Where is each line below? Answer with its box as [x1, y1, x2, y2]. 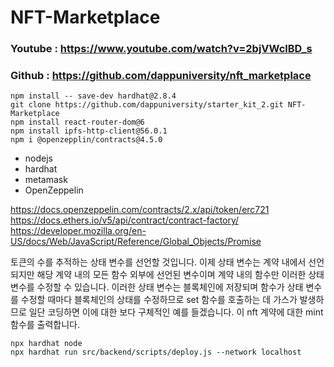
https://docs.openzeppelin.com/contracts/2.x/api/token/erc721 [10, 204, 270, 216]
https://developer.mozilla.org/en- [10, 225, 147, 237]
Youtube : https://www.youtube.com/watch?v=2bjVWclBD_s [10, 42, 313, 56]
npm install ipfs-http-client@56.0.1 [10, 126, 168, 136]
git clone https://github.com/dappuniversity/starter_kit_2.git [10, 100, 284, 110]
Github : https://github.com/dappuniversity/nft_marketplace [10, 69, 312, 83]
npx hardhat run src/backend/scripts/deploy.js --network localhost [10, 347, 302, 358]
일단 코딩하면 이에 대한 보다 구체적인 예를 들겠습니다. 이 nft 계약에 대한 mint [28, 306, 324, 318]
